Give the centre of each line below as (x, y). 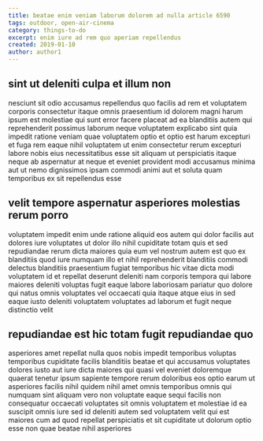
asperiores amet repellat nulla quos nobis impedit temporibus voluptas (122, 353)
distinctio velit (31, 309)
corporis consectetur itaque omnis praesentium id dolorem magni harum (126, 111)
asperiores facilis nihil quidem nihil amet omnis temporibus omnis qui (120, 387)
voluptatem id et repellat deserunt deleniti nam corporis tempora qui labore (130, 276)
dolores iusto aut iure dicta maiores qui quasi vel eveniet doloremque (120, 370)
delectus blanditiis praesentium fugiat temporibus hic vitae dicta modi (121, 268)
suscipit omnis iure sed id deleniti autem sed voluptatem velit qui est (119, 412)
